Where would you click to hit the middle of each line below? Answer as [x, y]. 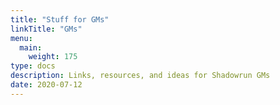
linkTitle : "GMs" [46, 29]
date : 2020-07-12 [46, 85]
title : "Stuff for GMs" [60, 19]
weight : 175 [53, 57]
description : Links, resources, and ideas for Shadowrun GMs [140, 76]
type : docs [33, 66]
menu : [21, 38]
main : [31, 47]
